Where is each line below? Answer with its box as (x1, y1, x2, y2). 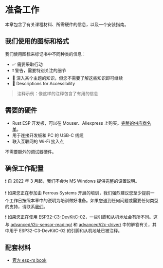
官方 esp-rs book (12, 257, 47, 263)
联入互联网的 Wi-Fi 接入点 (12, 138, 64, 144)
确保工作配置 (5, 164, 44, 172)
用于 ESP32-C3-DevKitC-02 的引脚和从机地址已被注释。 (9, 228, 123, 234)
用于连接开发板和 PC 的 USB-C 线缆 (12, 132, 84, 138)
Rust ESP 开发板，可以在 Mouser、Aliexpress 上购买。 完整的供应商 (12, 120, 147, 126)
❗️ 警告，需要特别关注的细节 (12, 67, 67, 73)
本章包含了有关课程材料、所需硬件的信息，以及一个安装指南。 (5, 21, 129, 27)
